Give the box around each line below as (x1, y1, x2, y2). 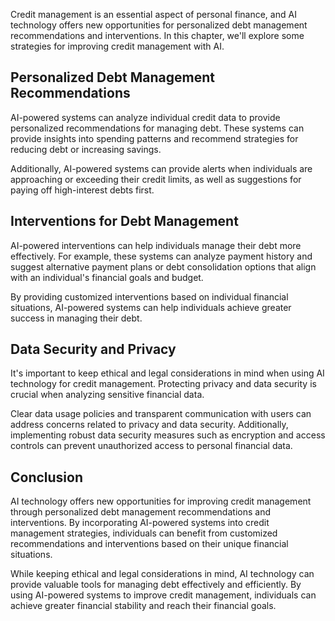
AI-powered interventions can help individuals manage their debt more (10, 239, 302, 251)
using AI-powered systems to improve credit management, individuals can (10, 589, 317, 601)
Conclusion (10, 469, 84, 486)
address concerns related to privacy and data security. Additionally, (10, 419, 289, 431)
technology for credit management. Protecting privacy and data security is (10, 378, 317, 390)
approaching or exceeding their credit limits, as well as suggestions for (10, 173, 302, 185)
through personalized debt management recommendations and (10, 506, 271, 518)
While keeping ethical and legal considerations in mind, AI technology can (10, 568, 315, 580)
